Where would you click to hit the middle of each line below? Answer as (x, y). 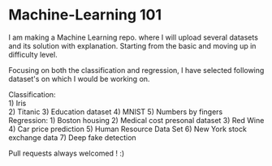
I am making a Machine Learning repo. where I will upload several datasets (133, 37)
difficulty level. (33, 54)
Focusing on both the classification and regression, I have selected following (136, 70)
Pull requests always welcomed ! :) (67, 153)
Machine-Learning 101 (85, 15)
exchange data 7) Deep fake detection (72, 137)
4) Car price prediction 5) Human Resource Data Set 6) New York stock (128, 129)
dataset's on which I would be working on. (79, 79)
